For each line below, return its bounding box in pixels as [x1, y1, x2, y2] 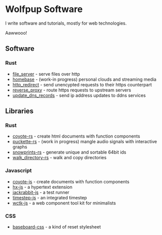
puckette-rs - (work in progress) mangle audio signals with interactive [12, 139, 157, 145]
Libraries [5, 107, 34, 115]
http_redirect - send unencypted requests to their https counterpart [12, 81, 152, 87]
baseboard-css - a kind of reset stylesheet [12, 223, 101, 229]
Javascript [5, 167, 32, 174]
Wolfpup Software [5, 4, 83, 15]
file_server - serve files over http [12, 71, 80, 77]
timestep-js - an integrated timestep [12, 194, 87, 200]
